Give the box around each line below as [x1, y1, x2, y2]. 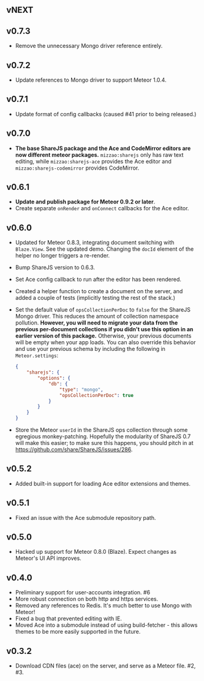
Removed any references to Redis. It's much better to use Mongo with [15, 602, 192, 609]
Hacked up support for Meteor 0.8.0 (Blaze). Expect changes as [15, 548, 176, 556]
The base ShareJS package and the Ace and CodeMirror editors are [15, 144, 191, 152]
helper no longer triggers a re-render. [15, 252, 110, 259]
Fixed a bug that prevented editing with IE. [15, 615, 123, 623]
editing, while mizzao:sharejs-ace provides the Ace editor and [15, 157, 172, 165]
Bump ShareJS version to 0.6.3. [15, 264, 95, 271]
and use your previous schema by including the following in [15, 345, 165, 353]
